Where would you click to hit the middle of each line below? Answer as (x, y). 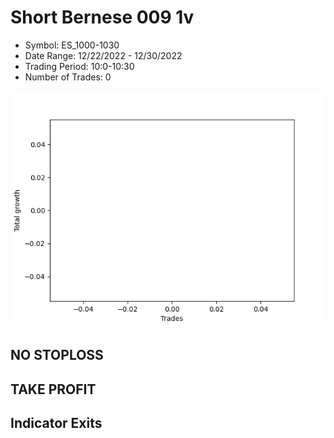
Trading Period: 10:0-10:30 (79, 66)
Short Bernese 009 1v (102, 17)
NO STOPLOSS (57, 355)
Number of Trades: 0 (68, 77)
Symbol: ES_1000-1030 (72, 45)
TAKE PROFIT (53, 389)
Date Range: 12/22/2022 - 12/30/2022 (103, 55)
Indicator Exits (56, 423)
